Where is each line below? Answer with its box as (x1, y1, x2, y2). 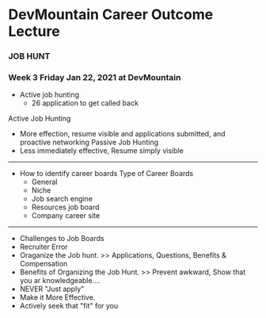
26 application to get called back (31, 98, 139, 108)
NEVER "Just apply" (19, 284, 85, 294)
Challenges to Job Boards (19, 234, 104, 243)
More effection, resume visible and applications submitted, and (19, 129, 226, 139)
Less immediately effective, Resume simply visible (19, 146, 184, 155)
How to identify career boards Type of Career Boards (19, 169, 194, 178)
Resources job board (31, 202, 101, 212)
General (31, 177, 58, 187)
